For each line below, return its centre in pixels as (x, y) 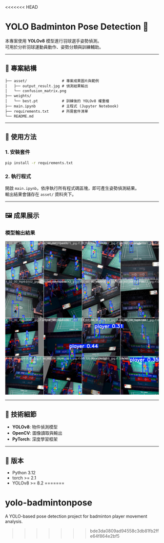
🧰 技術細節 (21, 414)
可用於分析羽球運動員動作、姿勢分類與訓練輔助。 (54, 47)
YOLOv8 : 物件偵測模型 (35, 427)
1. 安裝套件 (18, 152)
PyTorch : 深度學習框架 (35, 439)
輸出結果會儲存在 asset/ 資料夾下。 (41, 194)
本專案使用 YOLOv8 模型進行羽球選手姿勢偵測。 (53, 40)
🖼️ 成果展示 (22, 216)
